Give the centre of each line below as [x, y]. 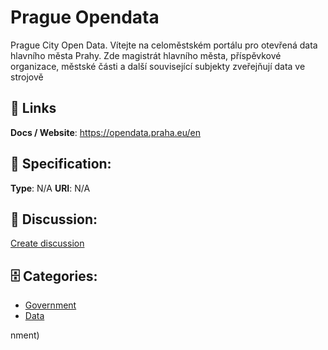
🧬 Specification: [61, 164]
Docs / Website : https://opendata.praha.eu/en [106, 132]
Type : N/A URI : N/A [50, 188]
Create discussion [47, 243]
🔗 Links [33, 108]
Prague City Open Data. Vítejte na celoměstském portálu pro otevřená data [164, 45]
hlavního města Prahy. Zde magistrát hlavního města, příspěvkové [146, 55]
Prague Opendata [85, 17]
